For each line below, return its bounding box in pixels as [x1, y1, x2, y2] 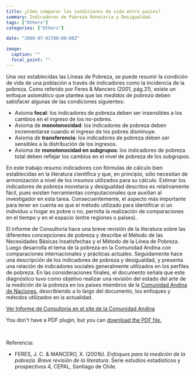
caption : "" [11, 52, 41, 57]
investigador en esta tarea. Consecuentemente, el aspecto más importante [6, 195, 186, 202]
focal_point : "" [11, 57, 51, 63]
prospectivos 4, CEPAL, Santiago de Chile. [14, 363, 117, 370]
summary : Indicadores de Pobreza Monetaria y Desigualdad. [6, 14, 153, 20]
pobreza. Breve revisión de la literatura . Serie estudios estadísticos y [14, 357, 181, 364]
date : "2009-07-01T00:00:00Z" [6, 36, 80, 42]
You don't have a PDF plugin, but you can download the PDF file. [6, 316, 162, 323]
